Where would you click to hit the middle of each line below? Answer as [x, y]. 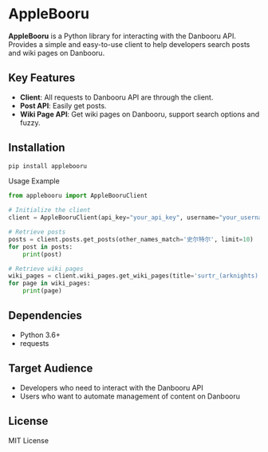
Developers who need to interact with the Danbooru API [111, 387]
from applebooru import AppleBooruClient [78, 196]
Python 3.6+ [40, 335]
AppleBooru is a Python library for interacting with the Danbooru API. [122, 36]
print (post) [42, 254]
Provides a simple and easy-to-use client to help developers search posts [129, 44]
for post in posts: [41, 247]
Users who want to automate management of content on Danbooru [130, 396]
